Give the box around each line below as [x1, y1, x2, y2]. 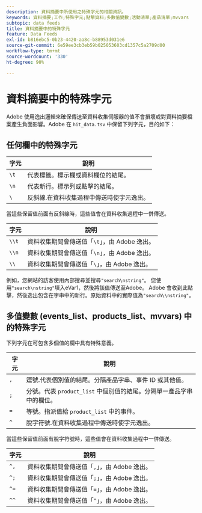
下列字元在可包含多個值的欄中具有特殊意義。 [6, 339, 117, 346]
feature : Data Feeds [6, 31, 58, 37]
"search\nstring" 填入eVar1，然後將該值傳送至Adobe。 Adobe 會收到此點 [11, 284, 194, 292]
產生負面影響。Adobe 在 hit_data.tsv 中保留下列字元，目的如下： [11, 121, 176, 128]
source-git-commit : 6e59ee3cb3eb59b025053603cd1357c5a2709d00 [6, 43, 165, 49]
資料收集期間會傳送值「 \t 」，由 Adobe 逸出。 [27, 238, 155, 246]
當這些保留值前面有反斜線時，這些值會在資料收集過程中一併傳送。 [6, 210, 170, 217]
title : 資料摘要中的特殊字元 [6, 25, 70, 32]
